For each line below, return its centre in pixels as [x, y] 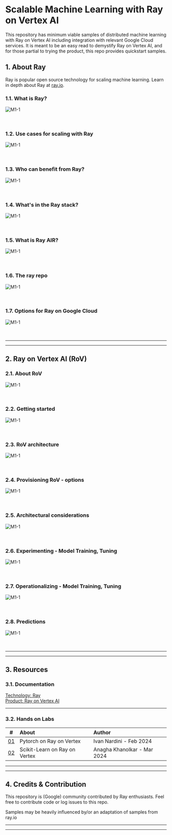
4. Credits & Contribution [46, 784]
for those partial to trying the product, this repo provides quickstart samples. [86, 51]
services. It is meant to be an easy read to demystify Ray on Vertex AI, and [84, 45]
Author [102, 732]
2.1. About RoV [24, 374]
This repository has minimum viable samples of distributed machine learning [86, 34]
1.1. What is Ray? [26, 98]
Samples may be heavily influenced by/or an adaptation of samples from [82, 812]
